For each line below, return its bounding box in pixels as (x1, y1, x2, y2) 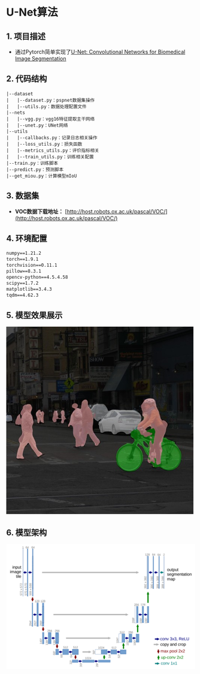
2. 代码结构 (6, 74, 47, 84)
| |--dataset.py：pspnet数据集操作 (6, 97, 95, 103)
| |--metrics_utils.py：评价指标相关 (6, 148, 99, 154)
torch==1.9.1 (6, 256, 39, 263)
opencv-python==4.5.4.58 (6, 274, 68, 281)
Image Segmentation (14, 55, 66, 62)
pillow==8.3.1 (6, 268, 42, 275)
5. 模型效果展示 (6, 310, 63, 320)
